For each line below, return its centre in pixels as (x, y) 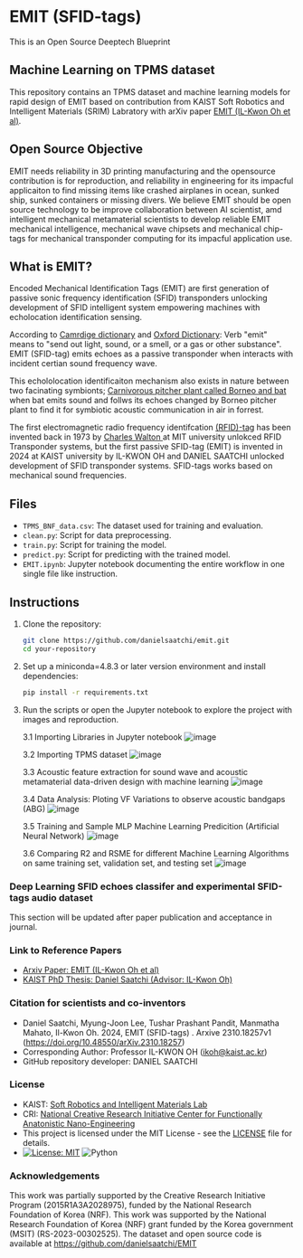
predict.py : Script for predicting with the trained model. (126, 554)
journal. (24, 927)
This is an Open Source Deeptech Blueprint (90, 42)
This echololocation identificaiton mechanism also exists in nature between (149, 381)
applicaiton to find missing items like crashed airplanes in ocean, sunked (145, 190)
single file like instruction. (70, 574)
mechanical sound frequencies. (68, 476)
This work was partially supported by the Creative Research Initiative (137, 1196)
